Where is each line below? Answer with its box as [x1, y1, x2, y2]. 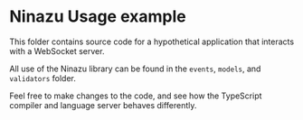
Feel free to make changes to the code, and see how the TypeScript [9, 90, 262, 101]
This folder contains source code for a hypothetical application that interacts [9, 36, 295, 47]
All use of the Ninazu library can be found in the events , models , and [9, 63, 261, 74]
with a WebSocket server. [9, 45, 105, 56]
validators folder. [9, 72, 77, 83]
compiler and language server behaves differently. [9, 99, 197, 110]
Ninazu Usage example [9, 6, 187, 27]
